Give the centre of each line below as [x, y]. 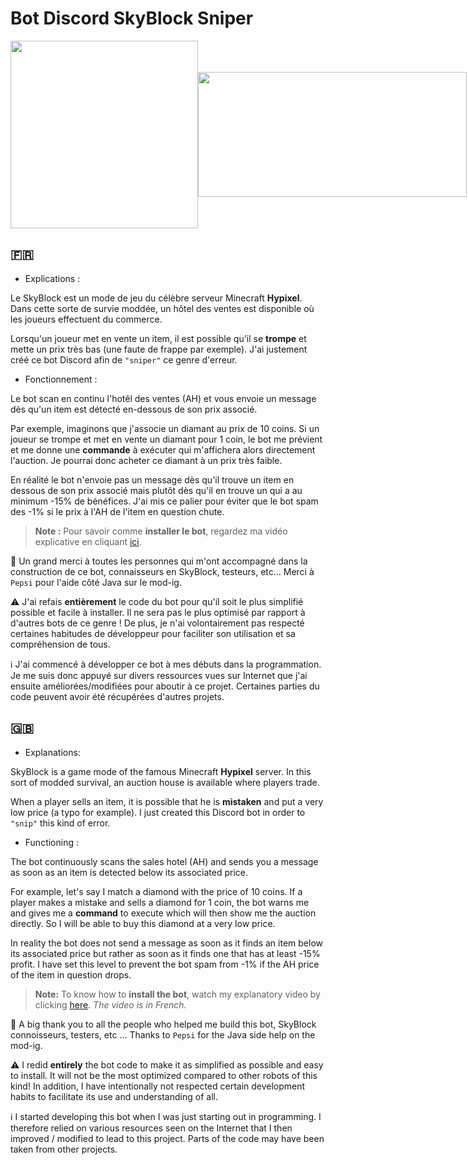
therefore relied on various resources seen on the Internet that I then [151, 1128]
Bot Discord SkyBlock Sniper [132, 18]
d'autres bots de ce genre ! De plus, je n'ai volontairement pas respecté [157, 623]
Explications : [52, 278]
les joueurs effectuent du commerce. [86, 319]
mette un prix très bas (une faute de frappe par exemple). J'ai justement [159, 349]
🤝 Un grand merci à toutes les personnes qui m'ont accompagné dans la [159, 561]
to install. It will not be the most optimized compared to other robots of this [164, 1075]
